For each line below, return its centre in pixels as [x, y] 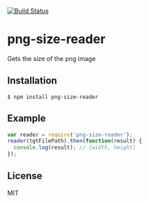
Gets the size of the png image [51, 58]
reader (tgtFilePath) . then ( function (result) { [74, 141]
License [25, 176]
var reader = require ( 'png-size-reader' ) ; [70, 135]
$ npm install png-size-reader [53, 97]
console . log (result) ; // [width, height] [75, 148]
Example [27, 118]
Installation [32, 81]
